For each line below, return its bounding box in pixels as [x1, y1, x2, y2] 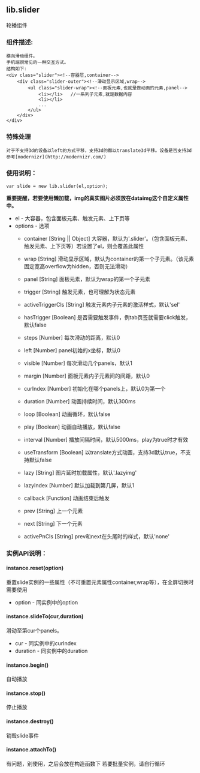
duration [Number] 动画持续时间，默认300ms [23, 397, 136, 405]
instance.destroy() [6, 718, 54, 725]
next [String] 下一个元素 [23, 520, 83, 527]
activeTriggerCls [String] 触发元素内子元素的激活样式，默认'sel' [23, 301, 180, 308]
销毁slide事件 [6, 732, 39, 739]
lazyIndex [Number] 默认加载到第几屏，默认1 [23, 481, 135, 489]
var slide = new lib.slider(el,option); [6, 183, 109, 189]
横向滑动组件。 [6, 53, 38, 59]
